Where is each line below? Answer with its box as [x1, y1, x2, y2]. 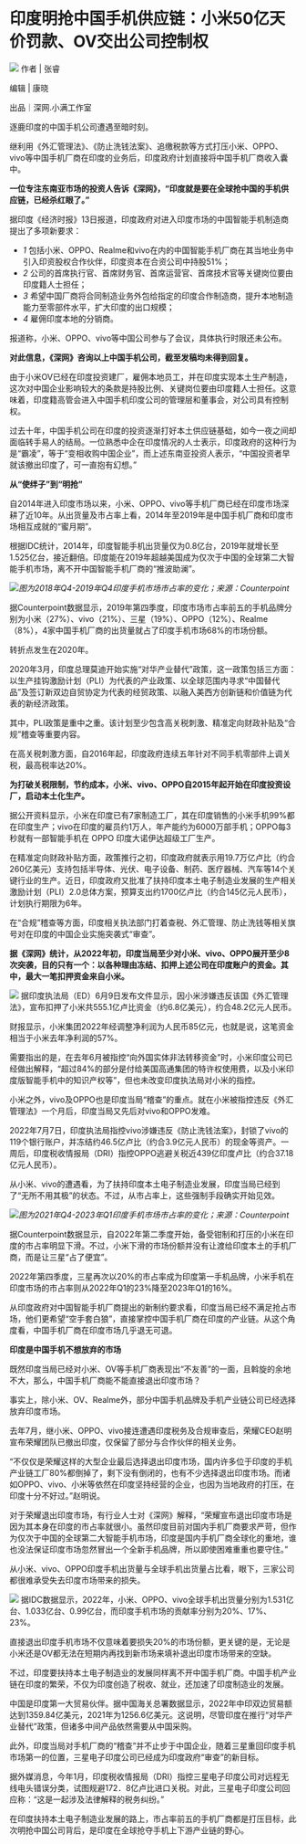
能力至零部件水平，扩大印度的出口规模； [22, 301, 175, 312]
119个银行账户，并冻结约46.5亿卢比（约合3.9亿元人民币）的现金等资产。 [9, 1136, 281, 1147]
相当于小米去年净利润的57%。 [9, 1032, 123, 1043]
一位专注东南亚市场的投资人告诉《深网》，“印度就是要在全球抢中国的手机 [9, 183, 281, 194]
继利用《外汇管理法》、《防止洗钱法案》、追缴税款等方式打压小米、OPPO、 [9, 141, 284, 152]
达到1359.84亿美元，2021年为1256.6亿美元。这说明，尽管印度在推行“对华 [9, 1709, 285, 1720]
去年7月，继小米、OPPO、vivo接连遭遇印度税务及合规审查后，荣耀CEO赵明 [9, 1425, 292, 1436]
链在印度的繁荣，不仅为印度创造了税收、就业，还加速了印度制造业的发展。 [9, 1678, 289, 1690]
